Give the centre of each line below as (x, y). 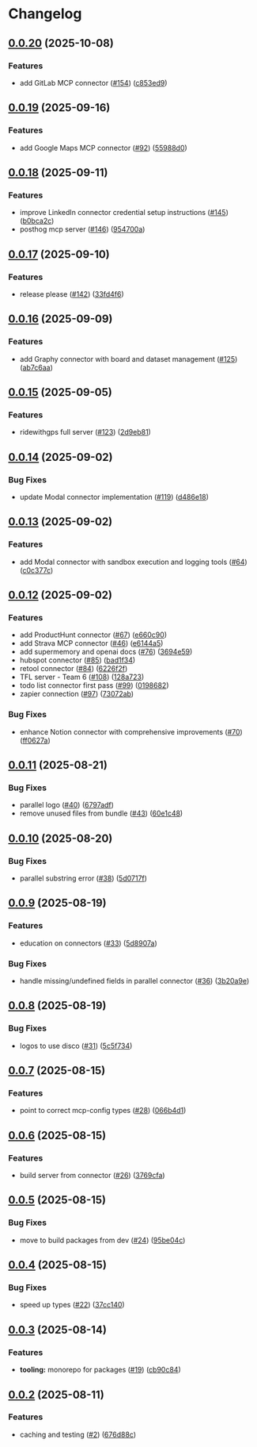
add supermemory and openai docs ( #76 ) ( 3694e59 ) (106, 652)
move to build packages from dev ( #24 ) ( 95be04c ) (102, 1240)
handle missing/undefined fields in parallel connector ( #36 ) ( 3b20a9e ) (134, 981)
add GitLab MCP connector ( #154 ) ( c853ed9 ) (93, 83)
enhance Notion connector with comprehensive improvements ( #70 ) (131, 731)
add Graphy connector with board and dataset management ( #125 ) (128, 359)
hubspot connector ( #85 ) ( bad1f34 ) (77, 660)
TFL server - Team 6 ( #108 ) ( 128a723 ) (82, 677)
